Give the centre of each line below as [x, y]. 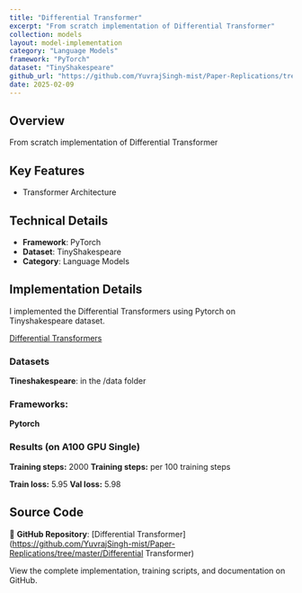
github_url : [31, 76]
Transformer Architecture [69, 192]
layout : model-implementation [66, 43]
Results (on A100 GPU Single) [75, 447]
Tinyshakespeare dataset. [57, 321]
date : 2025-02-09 [42, 84]
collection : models [46, 34]
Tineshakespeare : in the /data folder [78, 381]
